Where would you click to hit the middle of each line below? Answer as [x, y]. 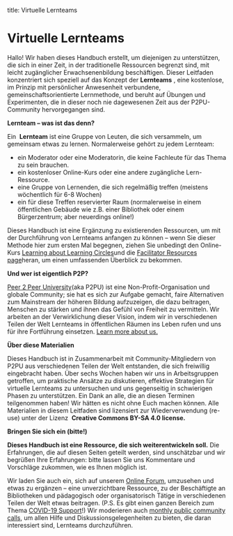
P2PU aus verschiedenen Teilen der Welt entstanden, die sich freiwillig [109, 366]
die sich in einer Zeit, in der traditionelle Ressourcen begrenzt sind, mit [109, 65]
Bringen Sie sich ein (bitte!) [47, 431]
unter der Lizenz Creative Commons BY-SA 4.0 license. [103, 417]
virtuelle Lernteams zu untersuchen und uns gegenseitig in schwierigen [110, 388]
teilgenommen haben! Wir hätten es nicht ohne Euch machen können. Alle [113, 403]
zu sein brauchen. [43, 165]
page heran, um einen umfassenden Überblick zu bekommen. [95, 260]
